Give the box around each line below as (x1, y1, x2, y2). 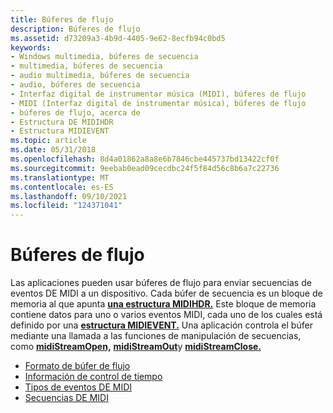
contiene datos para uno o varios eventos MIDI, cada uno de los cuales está (10, 309, 323, 321)
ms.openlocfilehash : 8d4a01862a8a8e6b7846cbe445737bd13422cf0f (10, 154, 280, 164)
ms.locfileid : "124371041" (10, 201, 123, 211)
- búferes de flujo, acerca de (10, 107, 141, 118)
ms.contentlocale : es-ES (10, 182, 114, 192)
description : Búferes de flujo (10, 24, 141, 34)
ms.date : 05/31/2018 (10, 145, 97, 155)
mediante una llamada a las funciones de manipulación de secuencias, (10, 330, 302, 342)
